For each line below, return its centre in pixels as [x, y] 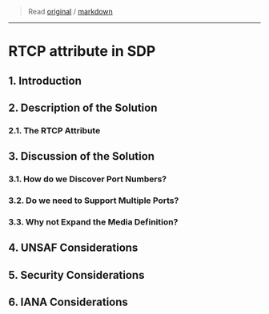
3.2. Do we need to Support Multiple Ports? [94, 201]
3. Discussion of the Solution [81, 156]
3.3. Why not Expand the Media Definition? [93, 222]
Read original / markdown [70, 12]
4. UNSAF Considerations [73, 248]
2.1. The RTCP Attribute [54, 130]
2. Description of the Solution [83, 107]
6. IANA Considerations [68, 302]
